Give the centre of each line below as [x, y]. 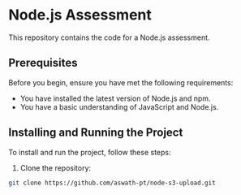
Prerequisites [43, 63]
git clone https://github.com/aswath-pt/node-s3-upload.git [112, 183]
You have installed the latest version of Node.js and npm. [115, 98]
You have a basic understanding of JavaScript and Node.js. [119, 106]
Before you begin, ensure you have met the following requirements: [121, 82]
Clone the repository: [56, 167]
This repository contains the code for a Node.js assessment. [109, 37]
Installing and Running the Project [96, 133]
